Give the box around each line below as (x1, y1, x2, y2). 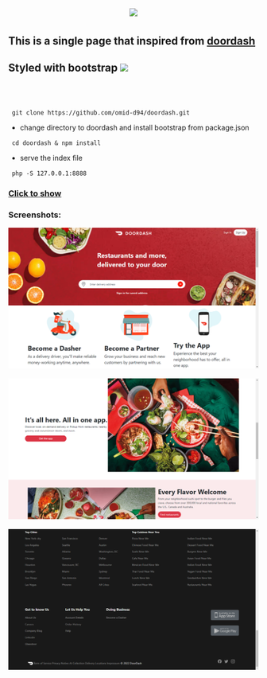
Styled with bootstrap (8, 60, 118, 74)
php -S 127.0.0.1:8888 (11, 169, 87, 177)
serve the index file (19, 153, 83, 162)
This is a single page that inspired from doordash (8, 34, 256, 48)
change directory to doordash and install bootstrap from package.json (19, 123, 250, 132)
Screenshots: (8, 209, 62, 220)
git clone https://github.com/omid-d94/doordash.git (11, 108, 191, 117)
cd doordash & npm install (11, 138, 102, 147)
